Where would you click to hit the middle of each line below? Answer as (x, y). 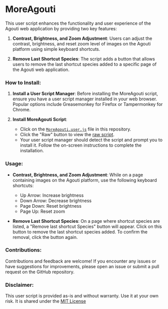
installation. (32, 151)
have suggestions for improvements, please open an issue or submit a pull (82, 266)
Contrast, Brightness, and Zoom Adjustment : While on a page (78, 174)
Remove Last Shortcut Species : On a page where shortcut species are (86, 221)
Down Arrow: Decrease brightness (56, 201)
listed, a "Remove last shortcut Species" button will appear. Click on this (87, 226)
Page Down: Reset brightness (51, 206)
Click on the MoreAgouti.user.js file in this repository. (76, 129)
